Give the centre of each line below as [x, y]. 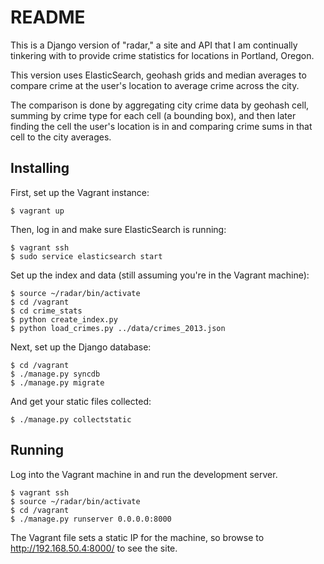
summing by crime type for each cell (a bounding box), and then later [153, 115]
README [48, 17]
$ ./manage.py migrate [57, 382]
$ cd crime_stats [46, 311]
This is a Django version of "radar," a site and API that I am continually [154, 45]
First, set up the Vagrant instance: [80, 192]
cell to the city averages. [61, 137]
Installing [40, 168]
